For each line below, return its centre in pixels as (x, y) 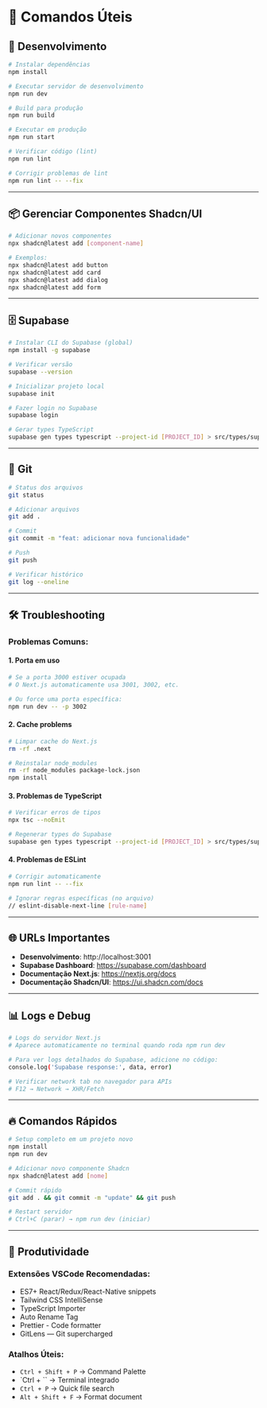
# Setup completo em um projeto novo (71, 1139)
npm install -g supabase (49, 350)
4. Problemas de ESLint (47, 860)
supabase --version (41, 372)
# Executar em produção (48, 130)
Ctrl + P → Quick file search (67, 1389)
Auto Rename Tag (49, 1317)
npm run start (32, 137)
